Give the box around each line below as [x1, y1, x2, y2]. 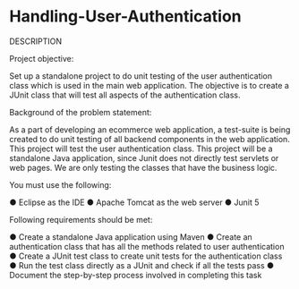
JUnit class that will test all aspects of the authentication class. [9, 89, 241, 100]
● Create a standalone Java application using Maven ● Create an [9, 231, 252, 242]
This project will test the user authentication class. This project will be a [9, 143, 273, 154]
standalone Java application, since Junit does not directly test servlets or [9, 152, 279, 163]
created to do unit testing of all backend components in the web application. [9, 133, 291, 144]
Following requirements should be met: [9, 214, 153, 225]
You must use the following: [9, 179, 112, 190]
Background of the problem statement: [9, 106, 152, 117]
